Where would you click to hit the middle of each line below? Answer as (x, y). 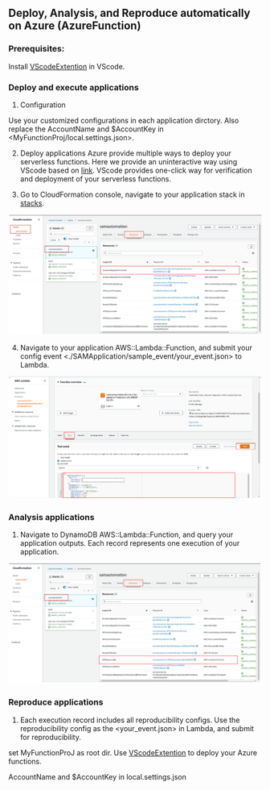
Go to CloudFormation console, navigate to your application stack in (132, 194)
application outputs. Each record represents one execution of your (130, 543)
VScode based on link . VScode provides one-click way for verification (136, 170)
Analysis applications (51, 517)
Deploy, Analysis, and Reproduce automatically (129, 13)
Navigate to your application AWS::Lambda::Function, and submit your (136, 348)
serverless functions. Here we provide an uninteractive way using (129, 161)
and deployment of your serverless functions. (95, 179)
